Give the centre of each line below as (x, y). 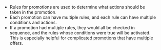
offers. (16, 43)
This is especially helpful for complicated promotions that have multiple (81, 38)
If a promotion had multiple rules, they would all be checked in (72, 28)
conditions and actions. (33, 22)
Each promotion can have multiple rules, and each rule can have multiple (83, 17)
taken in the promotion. (33, 12)
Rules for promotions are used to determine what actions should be (77, 7)
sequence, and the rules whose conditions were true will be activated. (80, 33)
